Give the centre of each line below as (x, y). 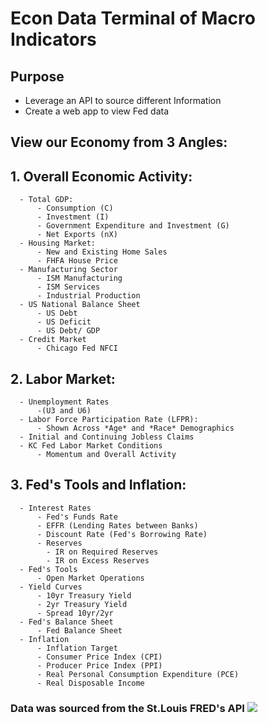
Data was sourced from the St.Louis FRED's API (127, 708)
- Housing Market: (58, 243)
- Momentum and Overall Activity (106, 455)
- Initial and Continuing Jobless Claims (107, 437)
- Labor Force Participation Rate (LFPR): (109, 420)
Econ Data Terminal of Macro (133, 18)
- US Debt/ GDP (68, 331)
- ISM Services (68, 287)
